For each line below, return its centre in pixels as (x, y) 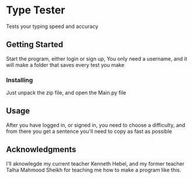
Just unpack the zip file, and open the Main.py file (66, 93)
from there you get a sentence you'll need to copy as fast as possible (89, 131)
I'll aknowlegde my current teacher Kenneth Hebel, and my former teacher (95, 163)
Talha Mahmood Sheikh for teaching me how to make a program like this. (94, 170)
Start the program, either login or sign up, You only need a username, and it (97, 58)
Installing (20, 80)
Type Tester (36, 10)
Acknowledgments (41, 150)
